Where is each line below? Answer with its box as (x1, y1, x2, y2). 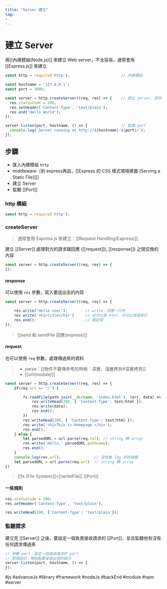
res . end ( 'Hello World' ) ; (9, 110, 61, 115)
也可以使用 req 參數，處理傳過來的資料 (5, 355, 84, 361)
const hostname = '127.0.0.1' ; (5, 82, 70, 87)
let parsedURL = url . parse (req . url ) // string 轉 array (14, 459, 134, 465)
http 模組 (5, 200, 27, 207)
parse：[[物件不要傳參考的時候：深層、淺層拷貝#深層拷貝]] (24, 365, 146, 371)
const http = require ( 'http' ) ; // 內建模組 (5, 73, 143, 78)
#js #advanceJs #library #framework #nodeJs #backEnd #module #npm (5, 574, 154, 580)
